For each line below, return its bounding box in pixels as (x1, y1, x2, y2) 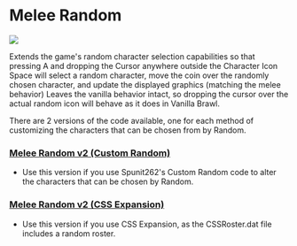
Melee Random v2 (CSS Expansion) (9, 198, 165, 211)
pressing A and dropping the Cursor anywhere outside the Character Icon (9, 60, 278, 71)
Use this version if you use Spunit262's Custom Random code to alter (21, 167, 277, 178)
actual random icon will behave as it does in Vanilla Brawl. (9, 98, 220, 109)
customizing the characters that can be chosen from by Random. (9, 125, 246, 135)
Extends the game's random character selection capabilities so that (9, 50, 255, 62)
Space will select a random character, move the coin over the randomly (9, 70, 270, 81)
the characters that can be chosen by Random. (21, 176, 194, 187)
